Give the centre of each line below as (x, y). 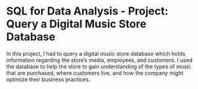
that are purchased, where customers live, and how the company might (95, 73)
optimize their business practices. (48, 79)
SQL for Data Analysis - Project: (88, 11)
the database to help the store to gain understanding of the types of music (99, 66)
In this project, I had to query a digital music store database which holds (96, 53)
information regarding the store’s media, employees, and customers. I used (99, 60)
